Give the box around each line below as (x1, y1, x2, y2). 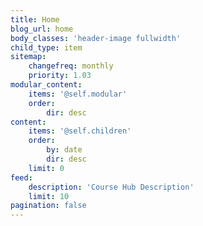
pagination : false (10, 201, 87, 211)
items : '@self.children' (28, 126, 132, 136)
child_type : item (10, 42, 83, 53)
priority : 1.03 (28, 71, 92, 81)
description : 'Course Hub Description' (28, 182, 195, 192)
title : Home (10, 14, 60, 25)
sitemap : (10, 52, 47, 62)
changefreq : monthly (28, 61, 114, 71)
